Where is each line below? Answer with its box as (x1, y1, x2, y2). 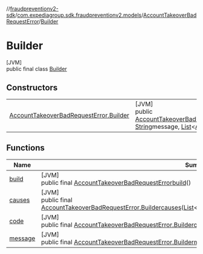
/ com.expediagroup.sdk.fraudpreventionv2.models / (14, 11, 144, 19)
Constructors (6, 82, 58, 93)
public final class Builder (6, 65, 68, 72)
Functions (6, 143, 45, 153)
